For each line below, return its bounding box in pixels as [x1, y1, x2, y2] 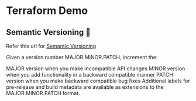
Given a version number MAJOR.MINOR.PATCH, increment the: [6, 54, 158, 60]
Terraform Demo [6, 4, 88, 17]
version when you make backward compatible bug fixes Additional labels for [6, 77, 190, 84]
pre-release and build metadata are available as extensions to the [6, 84, 164, 91]
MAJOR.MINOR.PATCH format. [6, 90, 80, 96]
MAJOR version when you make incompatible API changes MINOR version [6, 65, 185, 72]
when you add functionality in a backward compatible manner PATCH [6, 71, 174, 78]
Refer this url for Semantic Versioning [6, 42, 97, 49]
